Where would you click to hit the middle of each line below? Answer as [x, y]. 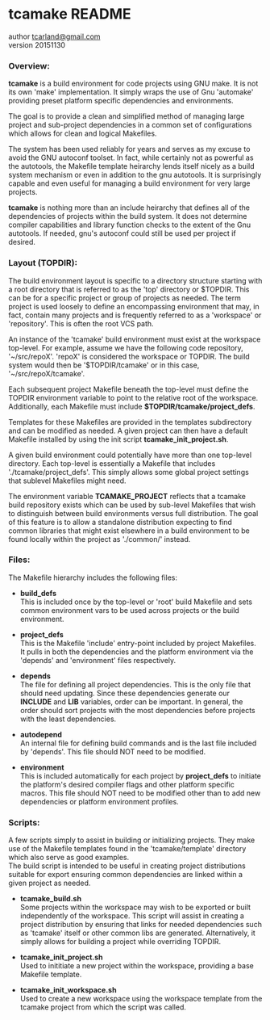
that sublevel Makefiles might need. [67, 481]
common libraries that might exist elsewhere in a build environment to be [129, 531]
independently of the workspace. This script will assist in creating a [132, 916]
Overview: [29, 65]
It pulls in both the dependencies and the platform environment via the [137, 652]
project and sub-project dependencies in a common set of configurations [130, 125]
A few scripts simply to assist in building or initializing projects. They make [132, 840]
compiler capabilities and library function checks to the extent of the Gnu [130, 225]
